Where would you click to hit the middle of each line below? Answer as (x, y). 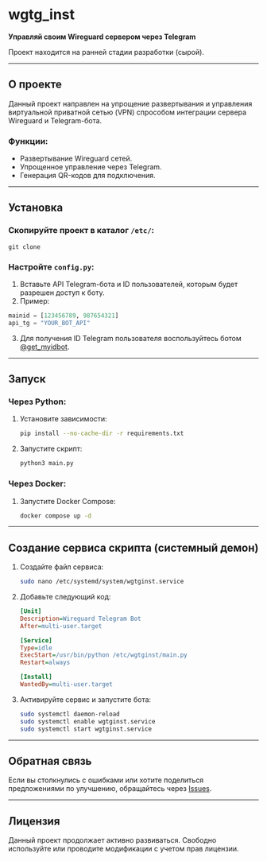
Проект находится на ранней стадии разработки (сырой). (106, 52)
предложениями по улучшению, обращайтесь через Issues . (110, 789)
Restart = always (45, 663)
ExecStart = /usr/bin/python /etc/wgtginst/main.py (104, 655)
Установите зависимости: (63, 419)
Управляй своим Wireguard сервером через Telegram (102, 37)
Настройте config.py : (51, 266)
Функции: (28, 141)
